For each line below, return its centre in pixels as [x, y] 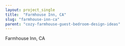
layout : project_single [30, 10]
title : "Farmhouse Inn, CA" [36, 15]
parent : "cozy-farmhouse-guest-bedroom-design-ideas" [63, 24]
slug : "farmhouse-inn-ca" [32, 19]
